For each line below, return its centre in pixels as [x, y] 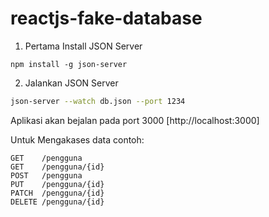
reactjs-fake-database [106, 18]
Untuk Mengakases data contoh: [77, 139]
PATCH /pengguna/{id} [57, 193]
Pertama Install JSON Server [83, 46]
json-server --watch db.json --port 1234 [98, 101]
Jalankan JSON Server [71, 83]
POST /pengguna [46, 175]
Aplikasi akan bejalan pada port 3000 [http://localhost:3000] [135, 120]
